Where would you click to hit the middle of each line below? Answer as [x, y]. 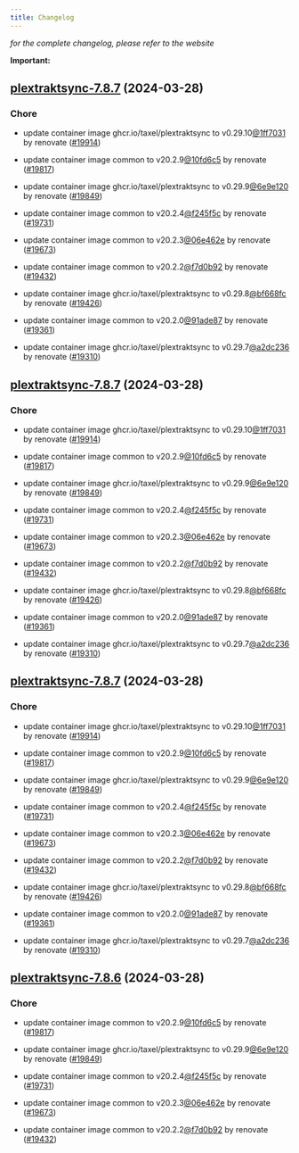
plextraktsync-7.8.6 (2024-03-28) [107, 978]
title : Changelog [42, 17]
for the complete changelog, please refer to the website [112, 43]
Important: [30, 60]
